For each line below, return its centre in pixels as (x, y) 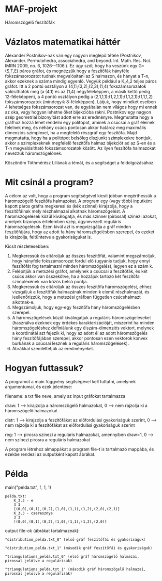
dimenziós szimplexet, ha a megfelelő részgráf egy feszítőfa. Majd (71, 132)
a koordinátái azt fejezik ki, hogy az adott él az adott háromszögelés (80, 333)
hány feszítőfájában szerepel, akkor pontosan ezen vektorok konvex (80, 338)
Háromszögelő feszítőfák (30, 22)
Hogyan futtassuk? (44, 368)
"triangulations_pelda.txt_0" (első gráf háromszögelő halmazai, (72, 556)
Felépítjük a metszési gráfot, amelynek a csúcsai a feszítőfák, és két (80, 271)
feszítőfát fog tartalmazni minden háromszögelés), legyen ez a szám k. (82, 266)
